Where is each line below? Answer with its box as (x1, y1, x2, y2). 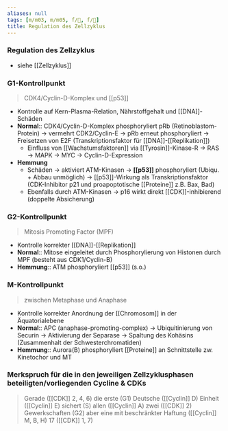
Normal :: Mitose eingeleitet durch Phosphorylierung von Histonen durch (16, 248, 221, 256)
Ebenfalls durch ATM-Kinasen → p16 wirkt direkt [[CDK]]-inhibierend (27, 187, 221, 196)
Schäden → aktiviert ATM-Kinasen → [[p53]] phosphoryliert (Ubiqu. (27, 166, 220, 174)
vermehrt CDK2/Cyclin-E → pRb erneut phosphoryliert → (48, 129, 210, 137)
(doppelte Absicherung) (27, 195, 94, 203)
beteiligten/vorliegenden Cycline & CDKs (7, 379, 147, 388)
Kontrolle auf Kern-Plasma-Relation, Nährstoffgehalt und (16, 107, 177, 115)
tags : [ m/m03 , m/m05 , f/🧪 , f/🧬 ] (7, 16, 99, 23)
